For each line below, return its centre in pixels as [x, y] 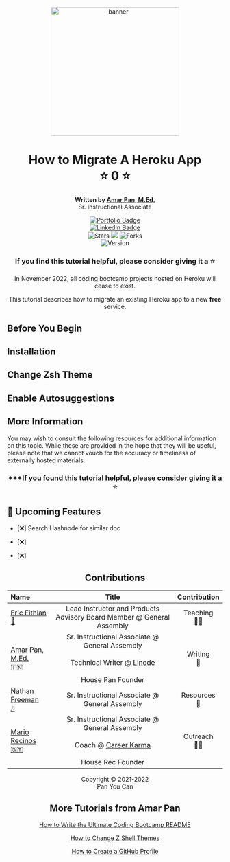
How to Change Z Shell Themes [115, 838]
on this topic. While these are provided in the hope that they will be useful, [112, 445]
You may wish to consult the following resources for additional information [112, 438]
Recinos [23, 741]
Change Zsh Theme [50, 375]
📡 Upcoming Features [54, 511]
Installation [31, 352]
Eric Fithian [28, 613]
